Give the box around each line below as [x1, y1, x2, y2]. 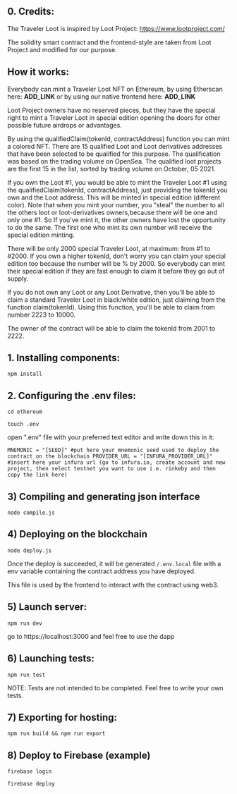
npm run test [7, 671, 46, 678]
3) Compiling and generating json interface [7, 490, 200, 503]
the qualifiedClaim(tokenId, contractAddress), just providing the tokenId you [7, 185, 228, 194]
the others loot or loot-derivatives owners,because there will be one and [7, 208, 217, 216]
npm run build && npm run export [7, 730, 106, 738]
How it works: [7, 66, 69, 78]
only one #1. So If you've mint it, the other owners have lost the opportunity [7, 215, 226, 224]
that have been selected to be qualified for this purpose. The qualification [7, 149, 221, 158]
